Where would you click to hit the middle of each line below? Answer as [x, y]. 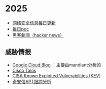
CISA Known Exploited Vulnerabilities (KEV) [56, 75]
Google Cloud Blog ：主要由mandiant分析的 [56, 65]
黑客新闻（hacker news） [38, 35]
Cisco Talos [24, 70]
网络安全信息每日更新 [34, 23]
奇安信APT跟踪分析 [32, 81]
